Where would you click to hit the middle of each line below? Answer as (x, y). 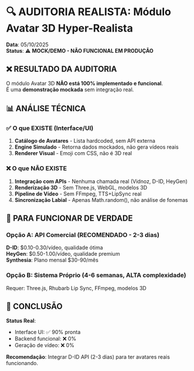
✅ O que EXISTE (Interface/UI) (50, 128)
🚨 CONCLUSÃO (34, 306)
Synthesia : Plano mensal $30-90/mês (52, 260)
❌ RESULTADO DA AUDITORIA (62, 69)
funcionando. (22, 363)
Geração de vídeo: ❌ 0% (45, 345)
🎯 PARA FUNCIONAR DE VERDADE (69, 219)
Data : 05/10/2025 (27, 44)
